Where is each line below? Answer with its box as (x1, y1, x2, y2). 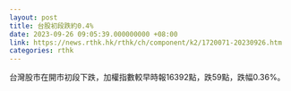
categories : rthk (9, 46, 74, 55)
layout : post (9, 12, 58, 22)
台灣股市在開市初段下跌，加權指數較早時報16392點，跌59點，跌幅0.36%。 (9, 72, 286, 83)
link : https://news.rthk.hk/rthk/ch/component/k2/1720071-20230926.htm (9, 37, 282, 47)
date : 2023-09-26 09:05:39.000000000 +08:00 (9, 29, 178, 38)
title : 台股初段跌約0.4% (9, 21, 94, 30)
